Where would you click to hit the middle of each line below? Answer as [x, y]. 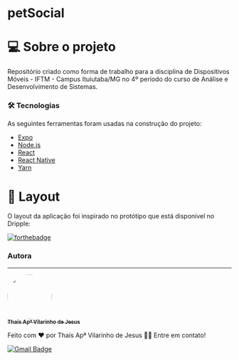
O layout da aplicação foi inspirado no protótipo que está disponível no [111, 216]
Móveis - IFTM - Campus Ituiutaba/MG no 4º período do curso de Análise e [118, 79]
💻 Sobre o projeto [62, 47]
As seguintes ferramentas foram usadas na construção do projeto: [105, 124]
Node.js [29, 145]
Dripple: [19, 224]
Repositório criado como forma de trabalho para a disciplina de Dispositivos [118, 72]
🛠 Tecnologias [34, 106]
